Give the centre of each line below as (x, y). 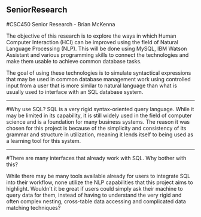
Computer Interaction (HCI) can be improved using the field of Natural (92, 42)
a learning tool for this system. (44, 140)
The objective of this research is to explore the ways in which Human (91, 36)
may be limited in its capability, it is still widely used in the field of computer (99, 115)
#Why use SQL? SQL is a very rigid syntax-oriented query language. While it (100, 109)
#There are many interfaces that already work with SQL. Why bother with (96, 158)
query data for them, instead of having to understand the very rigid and (94, 195)
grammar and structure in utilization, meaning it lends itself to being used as (100, 135)
